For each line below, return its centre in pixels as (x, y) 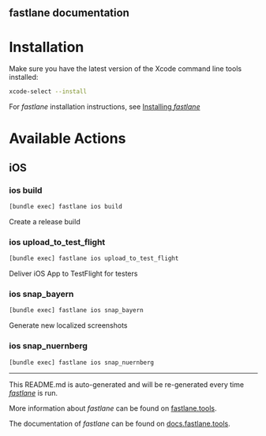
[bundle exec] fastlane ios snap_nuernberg (82, 363)
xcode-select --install (48, 92)
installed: (24, 77)
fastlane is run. (34, 393)
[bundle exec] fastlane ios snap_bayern (77, 310)
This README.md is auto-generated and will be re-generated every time (126, 385)
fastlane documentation (69, 13)
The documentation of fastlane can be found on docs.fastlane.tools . (120, 424)
